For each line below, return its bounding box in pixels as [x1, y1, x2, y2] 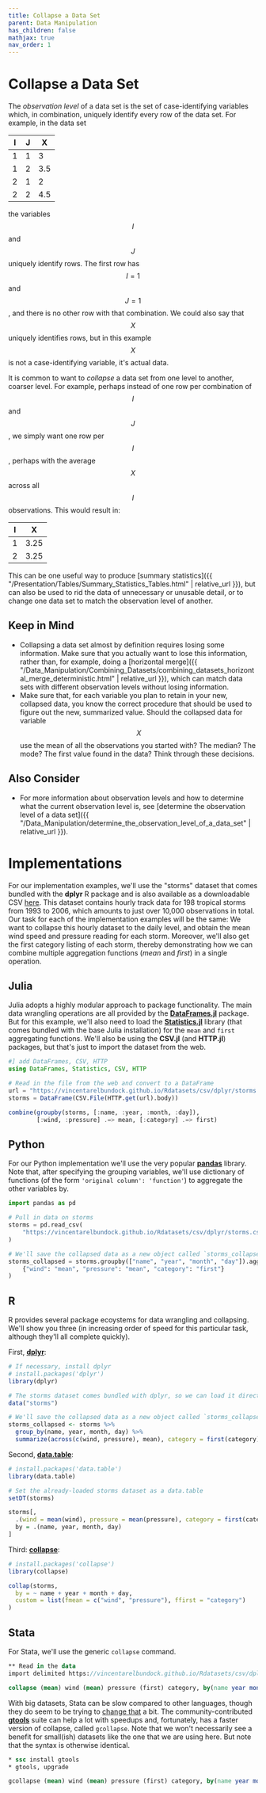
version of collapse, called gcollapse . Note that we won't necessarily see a [8, 1723, 253, 1733]
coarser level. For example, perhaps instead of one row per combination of [8, 382, 252, 391]
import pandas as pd [8, 1200, 77, 1207]
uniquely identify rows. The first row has [8, 259, 140, 269]
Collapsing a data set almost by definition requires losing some [19, 639, 225, 650]
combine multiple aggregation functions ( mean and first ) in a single [8, 948, 228, 957]
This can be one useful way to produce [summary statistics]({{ [8, 571, 213, 581]
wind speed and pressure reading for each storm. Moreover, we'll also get [8, 931, 249, 940]
